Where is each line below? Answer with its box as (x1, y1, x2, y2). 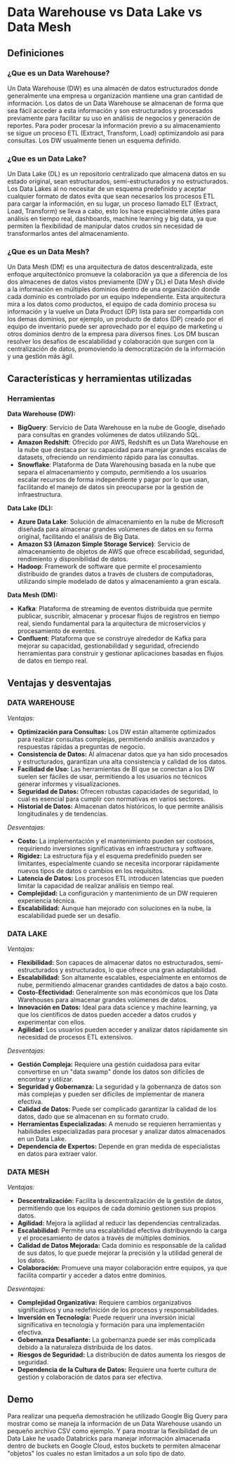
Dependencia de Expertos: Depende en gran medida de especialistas (17, 1142, 221, 1151)
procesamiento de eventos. (17, 627, 97, 635)
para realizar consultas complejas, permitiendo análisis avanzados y (17, 735, 215, 743)
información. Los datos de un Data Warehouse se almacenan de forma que (7, 99, 224, 107)
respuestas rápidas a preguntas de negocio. (17, 742, 145, 751)
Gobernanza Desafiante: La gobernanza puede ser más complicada (17, 1336, 216, 1344)
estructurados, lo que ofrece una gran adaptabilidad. (65, 966, 217, 974)
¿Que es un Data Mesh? (7, 247, 90, 257)
